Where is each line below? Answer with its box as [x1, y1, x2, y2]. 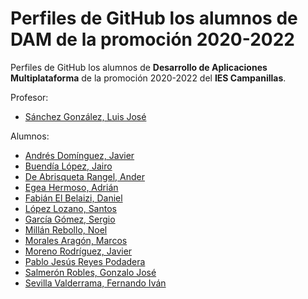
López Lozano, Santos [24, 202, 117, 214]
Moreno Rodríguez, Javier [24, 245, 133, 257]
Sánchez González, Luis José [24, 110, 147, 122]
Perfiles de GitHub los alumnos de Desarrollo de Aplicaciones [10, 61, 268, 73]
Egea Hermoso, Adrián [24, 181, 119, 193]
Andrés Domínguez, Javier [24, 149, 135, 161]
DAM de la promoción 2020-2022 [10, 28, 295, 51]
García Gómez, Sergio [24, 213, 116, 225]
